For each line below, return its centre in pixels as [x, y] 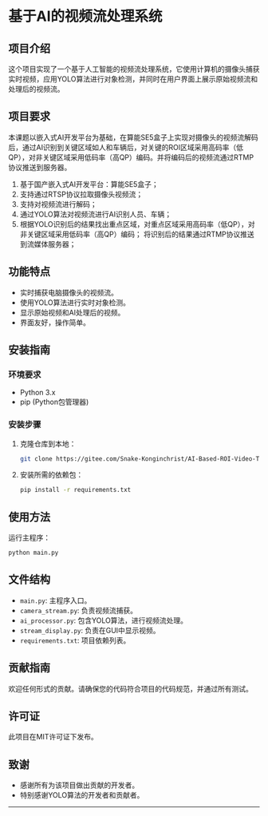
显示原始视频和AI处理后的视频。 [72, 312]
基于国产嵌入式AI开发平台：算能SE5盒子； [89, 184]
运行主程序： [29, 538]
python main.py [33, 553]
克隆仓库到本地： [48, 443]
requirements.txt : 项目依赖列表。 [75, 640]
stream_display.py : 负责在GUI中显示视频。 [90, 630]
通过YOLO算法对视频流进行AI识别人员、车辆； [96, 214]
